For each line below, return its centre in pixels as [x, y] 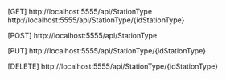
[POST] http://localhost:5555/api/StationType [82, 36]
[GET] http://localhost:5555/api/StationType [80, 12]
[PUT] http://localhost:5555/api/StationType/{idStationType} [107, 51]
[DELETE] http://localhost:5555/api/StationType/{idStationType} [113, 66]
